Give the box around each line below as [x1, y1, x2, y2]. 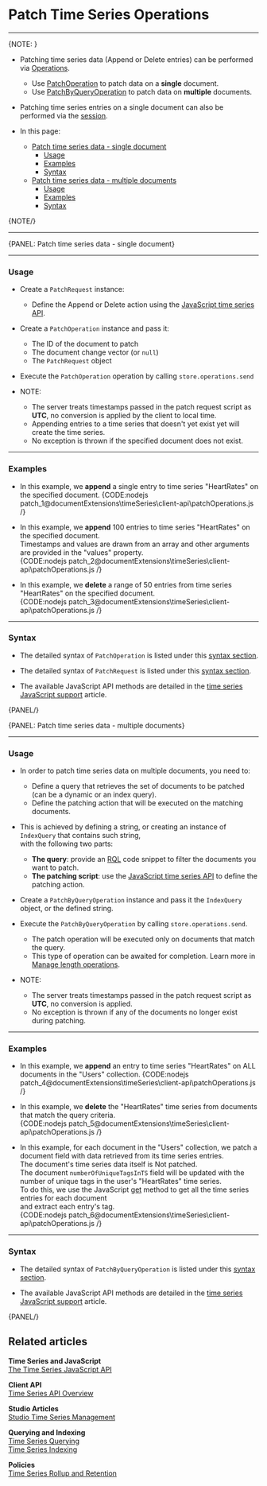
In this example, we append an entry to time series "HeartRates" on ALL [19, 1061, 256, 1071]
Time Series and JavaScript [8, 1356, 102, 1365]
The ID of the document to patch [31, 339, 139, 349]
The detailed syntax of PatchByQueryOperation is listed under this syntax [19, 1264, 256, 1274]
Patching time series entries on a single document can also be [19, 102, 224, 112]
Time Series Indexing [8, 1445, 78, 1454]
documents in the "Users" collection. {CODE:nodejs [19, 1069, 189, 1079]
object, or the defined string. [19, 904, 114, 914]
